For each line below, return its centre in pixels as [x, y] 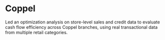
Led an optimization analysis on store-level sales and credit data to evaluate [82, 22]
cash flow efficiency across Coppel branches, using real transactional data [81, 27]
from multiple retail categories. [36, 32]
